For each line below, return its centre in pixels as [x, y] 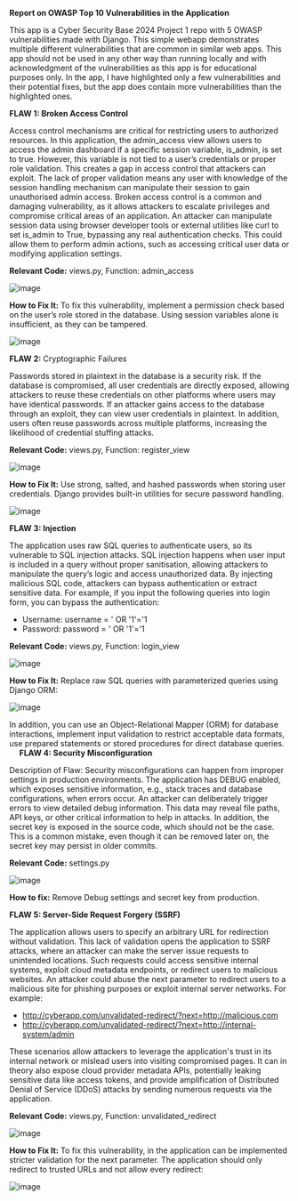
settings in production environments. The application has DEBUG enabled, [145, 779]
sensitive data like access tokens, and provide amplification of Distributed [144, 1080]
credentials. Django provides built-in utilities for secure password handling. [147, 494]
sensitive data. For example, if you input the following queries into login [140, 592]
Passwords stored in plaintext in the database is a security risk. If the [135, 376]
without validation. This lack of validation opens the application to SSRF [140, 941]
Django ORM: [33, 690]
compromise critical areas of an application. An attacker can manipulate [141, 216]
